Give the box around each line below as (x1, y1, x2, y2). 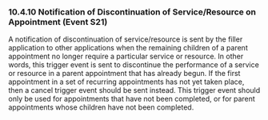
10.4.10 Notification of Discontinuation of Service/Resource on (8, 6, 256, 18)
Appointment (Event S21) (8, 16, 108, 27)
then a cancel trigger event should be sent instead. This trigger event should (8, 86, 261, 95)
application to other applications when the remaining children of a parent (8, 43, 248, 53)
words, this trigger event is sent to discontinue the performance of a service (8, 60, 260, 70)
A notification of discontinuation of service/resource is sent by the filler (8, 34, 243, 44)
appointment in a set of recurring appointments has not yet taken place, (8, 77, 245, 86)
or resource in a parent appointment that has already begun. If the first (8, 69, 241, 78)
